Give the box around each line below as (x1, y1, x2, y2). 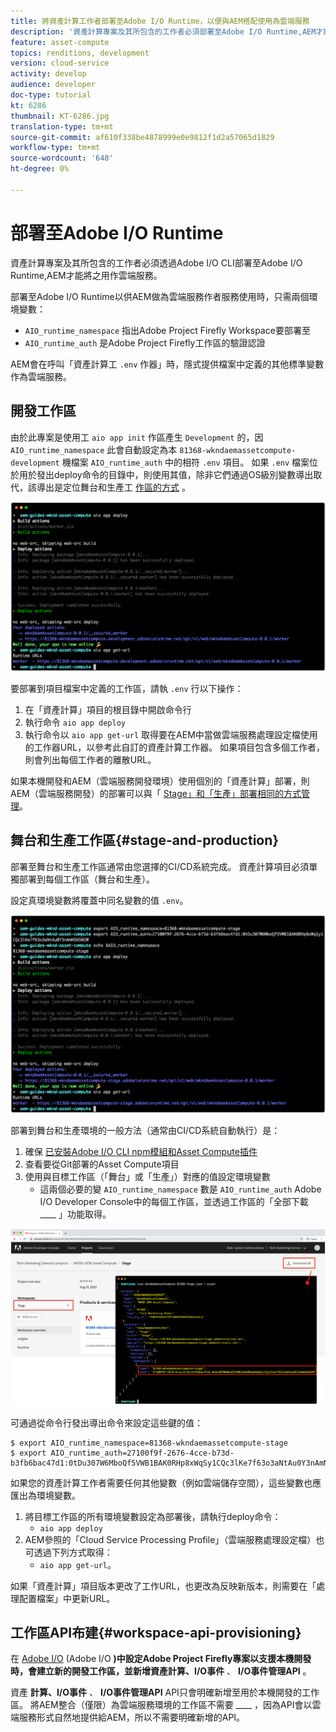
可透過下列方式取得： (24, 1546, 113, 1558)
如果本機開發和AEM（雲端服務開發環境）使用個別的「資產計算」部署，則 (10, 775, 310, 787)
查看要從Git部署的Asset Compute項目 (24, 1158, 180, 1170)
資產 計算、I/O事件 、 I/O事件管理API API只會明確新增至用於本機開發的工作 (10, 1686, 320, 1699)
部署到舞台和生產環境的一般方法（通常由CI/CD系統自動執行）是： (10, 1124, 281, 1136)
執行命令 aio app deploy (24, 716, 126, 728)
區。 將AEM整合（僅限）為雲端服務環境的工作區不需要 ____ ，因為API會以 (10, 1699, 313, 1711)
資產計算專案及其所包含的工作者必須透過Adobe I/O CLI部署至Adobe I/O (10, 256, 303, 269)
